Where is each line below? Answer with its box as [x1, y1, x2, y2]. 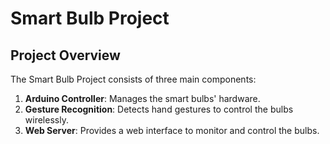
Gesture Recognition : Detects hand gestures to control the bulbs [24, 103, 294, 115]
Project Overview [10, 47, 121, 64]
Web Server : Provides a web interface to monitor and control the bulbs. [24, 125, 320, 136]
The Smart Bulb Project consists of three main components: [10, 73, 257, 85]
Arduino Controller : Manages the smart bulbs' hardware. [24, 93, 261, 104]
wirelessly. [24, 114, 69, 126]
